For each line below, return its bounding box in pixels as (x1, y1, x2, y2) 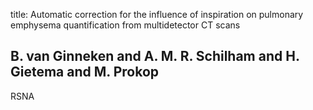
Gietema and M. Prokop (10, 64, 160, 81)
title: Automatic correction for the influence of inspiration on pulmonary (10, 9, 304, 20)
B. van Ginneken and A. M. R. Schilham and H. (10, 48, 300, 65)
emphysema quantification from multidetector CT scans (10, 19, 241, 31)
